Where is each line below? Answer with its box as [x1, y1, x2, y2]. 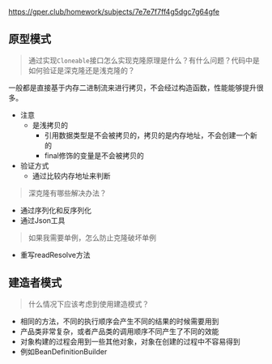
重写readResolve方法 [19, 250, 91, 259]
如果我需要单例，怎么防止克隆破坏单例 [28, 233, 156, 242]
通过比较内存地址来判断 [32, 170, 111, 181]
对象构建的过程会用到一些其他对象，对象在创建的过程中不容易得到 [19, 336, 240, 346]
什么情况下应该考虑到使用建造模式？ [28, 299, 150, 309]
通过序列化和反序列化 [19, 205, 91, 215]
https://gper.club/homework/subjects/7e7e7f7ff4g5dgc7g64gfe [8, 7, 220, 16]
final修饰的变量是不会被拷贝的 [44, 150, 144, 161]
